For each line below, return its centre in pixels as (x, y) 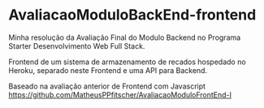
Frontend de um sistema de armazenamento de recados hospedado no (127, 62)
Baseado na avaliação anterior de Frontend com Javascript (107, 86)
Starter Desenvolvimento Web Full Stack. (77, 45)
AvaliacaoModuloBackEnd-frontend (132, 15)
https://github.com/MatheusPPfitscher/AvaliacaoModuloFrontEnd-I (120, 94)
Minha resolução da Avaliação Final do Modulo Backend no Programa (125, 37)
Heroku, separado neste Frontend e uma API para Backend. (108, 70)
